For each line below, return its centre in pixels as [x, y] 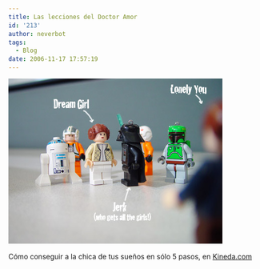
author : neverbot [37, 34]
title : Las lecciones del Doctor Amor [73, 17]
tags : [17, 42]
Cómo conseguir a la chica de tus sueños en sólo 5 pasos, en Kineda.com [130, 257]
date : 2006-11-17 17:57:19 [53, 59]
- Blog [26, 51]
